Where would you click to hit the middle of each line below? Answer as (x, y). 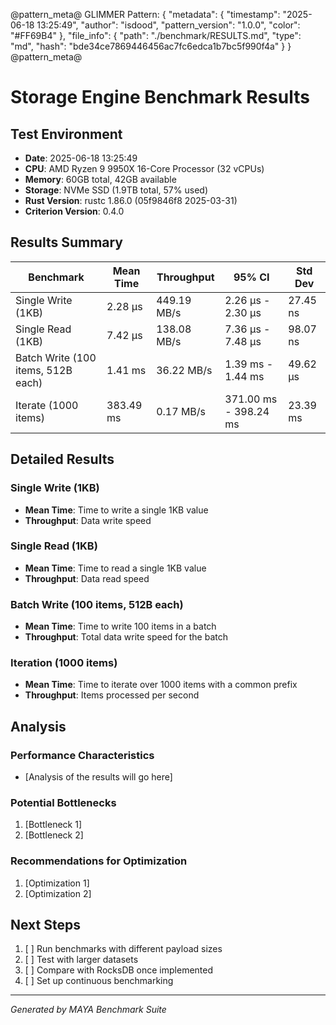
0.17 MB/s (181, 411)
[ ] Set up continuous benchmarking (99, 981)
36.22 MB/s (184, 370)
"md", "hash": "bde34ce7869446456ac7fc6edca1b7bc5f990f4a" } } (151, 46)
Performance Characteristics (82, 755)
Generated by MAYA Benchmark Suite (88, 1010)
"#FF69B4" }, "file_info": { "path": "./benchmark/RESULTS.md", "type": (156, 35)
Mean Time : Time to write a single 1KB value (116, 510)
